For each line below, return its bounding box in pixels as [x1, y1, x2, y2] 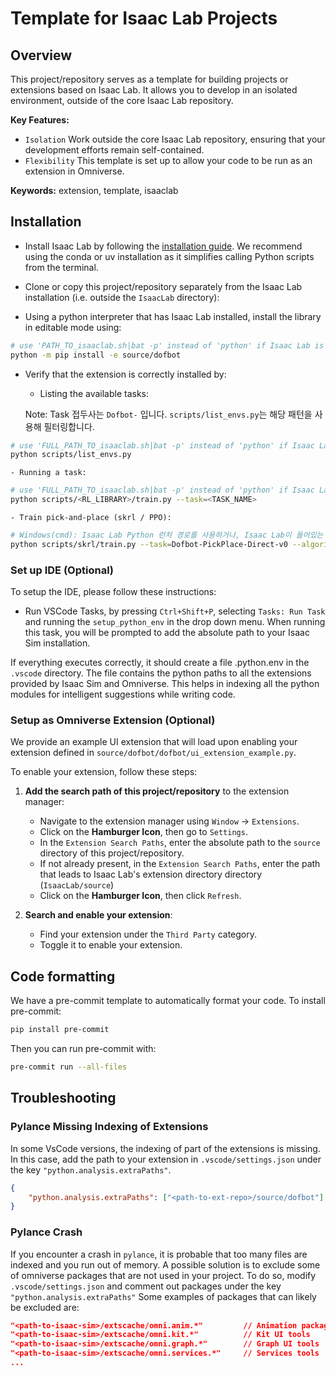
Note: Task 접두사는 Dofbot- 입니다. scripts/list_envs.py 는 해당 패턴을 [24, 408, 313, 420]
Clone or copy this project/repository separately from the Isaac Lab [24, 280, 303, 292]
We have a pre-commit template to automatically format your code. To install [10, 995, 326, 1007]
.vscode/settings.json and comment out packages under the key [10, 1280, 282, 1292]
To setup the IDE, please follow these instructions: [10, 586, 217, 598]
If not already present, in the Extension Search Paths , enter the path [39, 858, 321, 870]
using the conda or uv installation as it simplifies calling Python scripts [24, 250, 315, 262]
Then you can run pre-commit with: [10, 1043, 157, 1055]
